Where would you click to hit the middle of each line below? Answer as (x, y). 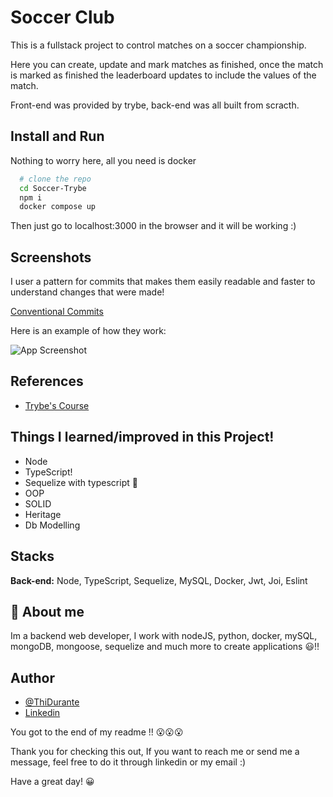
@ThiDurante (52, 702)
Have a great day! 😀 (52, 782)
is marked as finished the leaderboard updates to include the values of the (163, 75)
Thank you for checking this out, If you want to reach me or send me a (155, 752)
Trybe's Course (57, 405)
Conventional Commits (57, 312)
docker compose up (58, 207)
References (47, 381)
